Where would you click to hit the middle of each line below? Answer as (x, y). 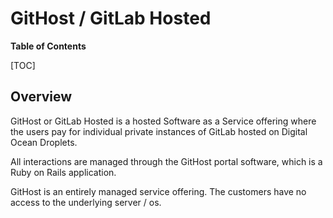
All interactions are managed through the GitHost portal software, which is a (166, 161)
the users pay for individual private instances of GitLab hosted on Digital (159, 131)
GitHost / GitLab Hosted (111, 18)
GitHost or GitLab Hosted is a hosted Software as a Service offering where (163, 121)
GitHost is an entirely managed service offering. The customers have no (158, 191)
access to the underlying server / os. (86, 202)
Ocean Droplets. (44, 142)
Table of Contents (48, 46)
